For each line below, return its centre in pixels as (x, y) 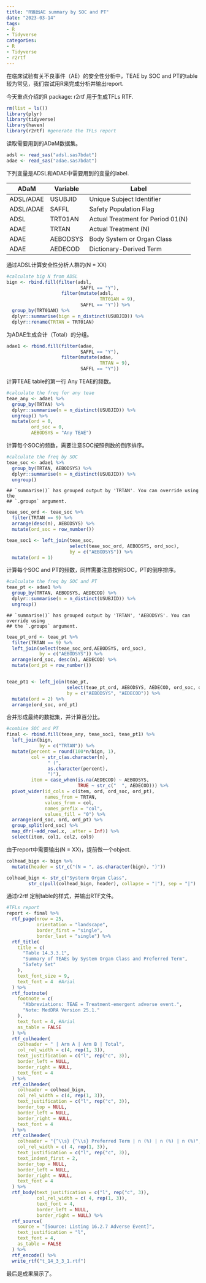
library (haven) (26, 125)
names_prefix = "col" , (74, 809)
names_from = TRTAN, (71, 797)
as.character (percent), (78, 769)
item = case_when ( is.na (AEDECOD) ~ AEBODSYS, (90, 780)
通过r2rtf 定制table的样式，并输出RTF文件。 (62, 896)
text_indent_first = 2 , (48, 1158)
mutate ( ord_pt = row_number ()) (52, 666)
